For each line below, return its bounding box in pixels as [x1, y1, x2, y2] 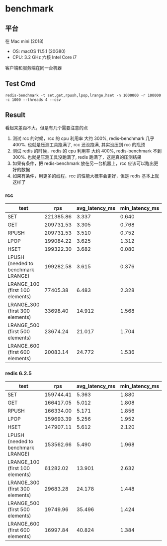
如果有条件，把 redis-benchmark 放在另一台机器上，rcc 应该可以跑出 [12, 160, 154, 166]
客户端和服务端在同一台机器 [5, 65, 62, 70]
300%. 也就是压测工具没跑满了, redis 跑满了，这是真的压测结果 [12, 154, 142, 160]
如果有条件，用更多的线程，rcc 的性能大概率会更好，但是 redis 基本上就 [12, 173, 160, 179]
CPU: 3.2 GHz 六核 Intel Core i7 [12, 54, 77, 60]
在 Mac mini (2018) [5, 38, 44, 44]
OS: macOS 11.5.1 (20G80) [12, 48, 66, 54]
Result [5, 111, 26, 119]
